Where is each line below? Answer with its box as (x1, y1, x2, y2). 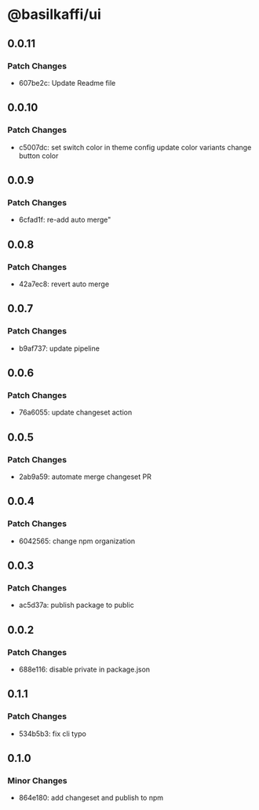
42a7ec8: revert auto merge (18, 279, 110, 289)
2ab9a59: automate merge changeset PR (18, 472, 152, 481)
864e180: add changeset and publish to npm (18, 793, 164, 803)
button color (18, 151, 59, 160)
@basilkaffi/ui (7, 6, 101, 24)
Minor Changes (7, 775, 67, 786)
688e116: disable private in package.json (18, 665, 151, 674)
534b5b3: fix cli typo (18, 729, 87, 738)
